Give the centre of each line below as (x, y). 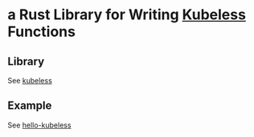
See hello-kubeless (39, 125)
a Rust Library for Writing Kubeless (127, 15)
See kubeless (30, 81)
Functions (41, 32)
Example (30, 106)
